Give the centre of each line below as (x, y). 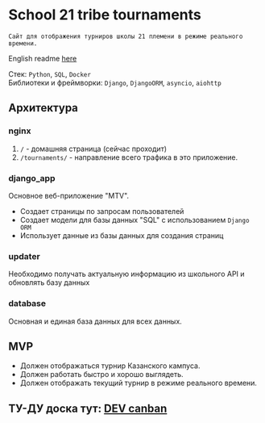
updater (24, 256)
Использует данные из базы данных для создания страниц (122, 235)
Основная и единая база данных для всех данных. (95, 321)
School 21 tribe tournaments (105, 15)
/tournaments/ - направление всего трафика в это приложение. (129, 157)
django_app (32, 178)
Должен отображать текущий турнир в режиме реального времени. (139, 383)
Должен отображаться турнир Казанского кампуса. (110, 366)
